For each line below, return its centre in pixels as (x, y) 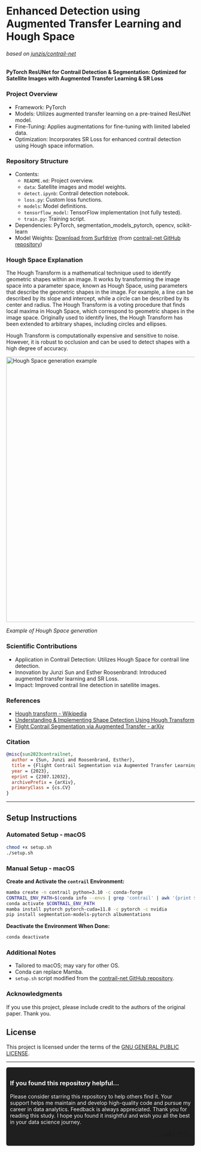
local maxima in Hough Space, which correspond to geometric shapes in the (100, 311)
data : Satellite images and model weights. (75, 187)
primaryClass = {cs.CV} (41, 788)
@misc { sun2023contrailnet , (40, 754)
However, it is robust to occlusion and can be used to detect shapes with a (98, 342)
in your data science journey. (46, 1122)
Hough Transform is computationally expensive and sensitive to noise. (93, 336)
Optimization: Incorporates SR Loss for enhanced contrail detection (98, 139)
